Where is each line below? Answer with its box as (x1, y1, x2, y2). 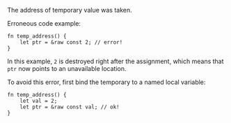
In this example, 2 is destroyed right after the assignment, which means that (7, 57, 224, 65)
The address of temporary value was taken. (7, 6, 132, 14)
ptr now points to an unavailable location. (7, 65, 127, 72)
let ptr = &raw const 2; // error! (19, 39, 123, 46)
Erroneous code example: (7, 19, 81, 27)
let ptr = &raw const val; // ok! (19, 104, 120, 110)
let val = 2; (19, 97, 58, 104)
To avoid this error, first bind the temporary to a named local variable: (7, 78, 206, 86)
